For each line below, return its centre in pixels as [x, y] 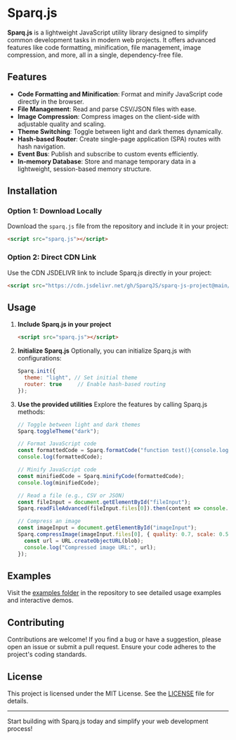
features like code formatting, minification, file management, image [104, 47]
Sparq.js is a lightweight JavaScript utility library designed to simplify [108, 32]
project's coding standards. [47, 654]
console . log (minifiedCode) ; [58, 483]
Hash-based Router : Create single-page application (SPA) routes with [119, 139]
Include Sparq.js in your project [64, 325]
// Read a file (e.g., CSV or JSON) [71, 495]
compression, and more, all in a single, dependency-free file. [95, 55]
